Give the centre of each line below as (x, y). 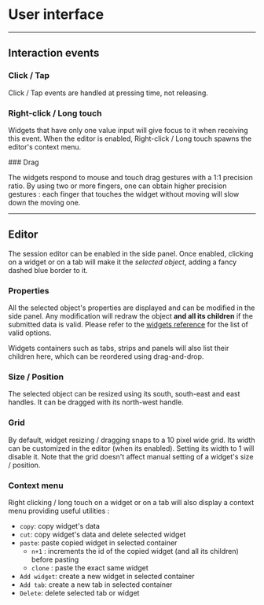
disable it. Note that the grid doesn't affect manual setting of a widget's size (131, 456)
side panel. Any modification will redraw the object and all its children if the (131, 316)
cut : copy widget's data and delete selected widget (103, 534)
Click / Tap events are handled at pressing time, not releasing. (108, 93)
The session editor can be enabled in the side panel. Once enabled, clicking (131, 253)
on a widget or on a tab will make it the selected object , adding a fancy (123, 262)
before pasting (55, 559)
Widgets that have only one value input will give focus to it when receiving (128, 130)
